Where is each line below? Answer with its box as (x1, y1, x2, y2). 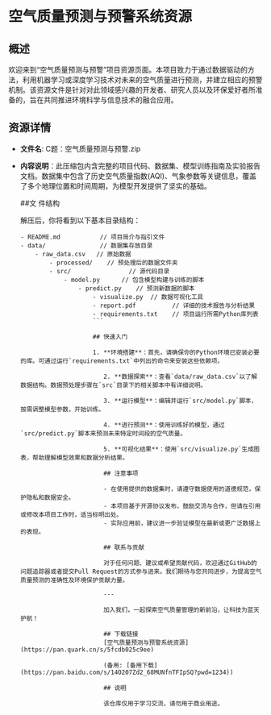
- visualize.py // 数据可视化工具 (92, 293, 204, 301)
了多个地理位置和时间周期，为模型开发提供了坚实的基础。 (19, 181, 211, 190)
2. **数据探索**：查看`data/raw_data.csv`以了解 (103, 372, 258, 380)
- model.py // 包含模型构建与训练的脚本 (63, 276, 205, 284)
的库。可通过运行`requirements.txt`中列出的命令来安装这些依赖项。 (19, 356, 224, 365)
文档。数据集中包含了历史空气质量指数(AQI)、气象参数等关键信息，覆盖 (19, 171, 256, 181)
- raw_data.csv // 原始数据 (35, 250, 131, 258)
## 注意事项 (103, 469, 139, 477)
